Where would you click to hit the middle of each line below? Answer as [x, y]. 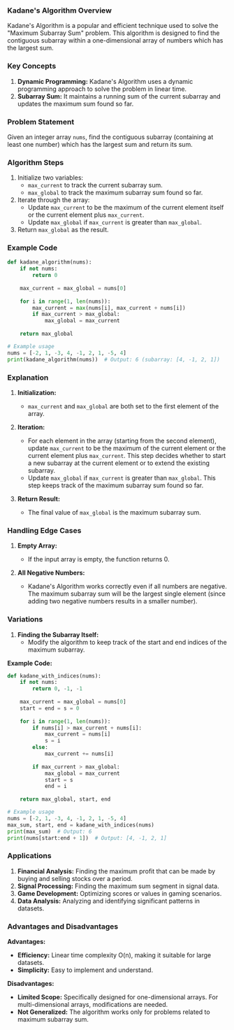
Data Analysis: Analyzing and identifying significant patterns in [109, 901]
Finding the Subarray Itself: [58, 634]
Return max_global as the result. [63, 230]
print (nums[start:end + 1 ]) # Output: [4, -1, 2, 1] [87, 838]
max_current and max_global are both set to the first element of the [123, 406]
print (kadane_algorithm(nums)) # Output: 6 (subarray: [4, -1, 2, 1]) [114, 359]
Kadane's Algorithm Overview [59, 10]
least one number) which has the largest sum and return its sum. [100, 144]
